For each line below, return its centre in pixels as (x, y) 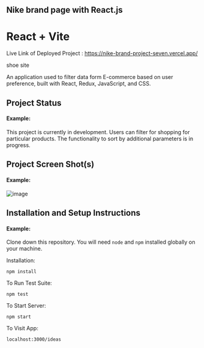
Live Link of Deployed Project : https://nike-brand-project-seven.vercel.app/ (102, 53)
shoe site (18, 65)
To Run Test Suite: (29, 283)
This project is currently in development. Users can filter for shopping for (98, 132)
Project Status (34, 103)
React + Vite (38, 36)
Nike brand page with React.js (65, 10)
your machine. (24, 249)
